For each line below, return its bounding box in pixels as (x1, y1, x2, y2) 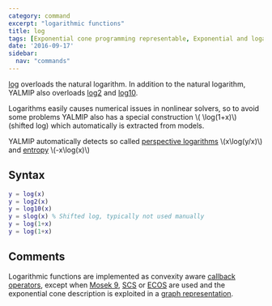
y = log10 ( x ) (8, 205, 53, 213)
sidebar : (8, 49, 38, 57)
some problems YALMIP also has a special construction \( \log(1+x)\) (8, 112, 237, 121)
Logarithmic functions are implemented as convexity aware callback (8, 271, 236, 281)
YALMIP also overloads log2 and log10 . (8, 87, 138, 97)
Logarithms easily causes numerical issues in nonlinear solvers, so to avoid (8, 103, 260, 113)
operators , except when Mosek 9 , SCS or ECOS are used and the (8, 280, 225, 290)
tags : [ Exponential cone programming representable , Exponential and (8, 34, 249, 43)
